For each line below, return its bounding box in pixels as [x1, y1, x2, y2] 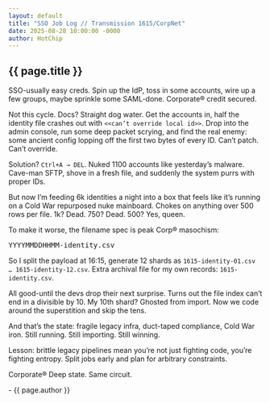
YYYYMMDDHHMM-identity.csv [8, 241, 115, 250]
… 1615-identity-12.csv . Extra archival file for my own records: [8, 264, 218, 274]
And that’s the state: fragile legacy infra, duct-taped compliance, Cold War [8, 322, 255, 331]
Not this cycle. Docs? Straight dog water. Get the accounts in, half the [8, 110, 240, 119]
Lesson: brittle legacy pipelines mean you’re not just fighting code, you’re [8, 346, 252, 355]
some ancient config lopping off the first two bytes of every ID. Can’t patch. [8, 135, 260, 145]
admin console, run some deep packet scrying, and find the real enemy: [8, 127, 247, 137]
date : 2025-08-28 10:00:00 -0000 [8, 27, 121, 35]
